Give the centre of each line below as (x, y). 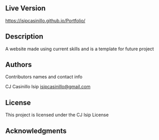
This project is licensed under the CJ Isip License (57, 115)
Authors (19, 65)
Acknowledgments (36, 131)
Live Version (25, 8)
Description (24, 37)
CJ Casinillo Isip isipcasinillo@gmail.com (48, 87)
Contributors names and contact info (44, 77)
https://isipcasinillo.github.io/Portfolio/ (45, 20)
